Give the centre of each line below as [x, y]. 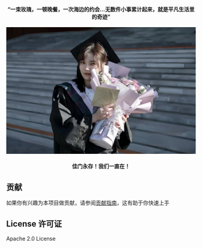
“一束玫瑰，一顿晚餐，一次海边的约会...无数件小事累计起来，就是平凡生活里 [101, 9]
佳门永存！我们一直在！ [101, 167]
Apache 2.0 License [31, 239]
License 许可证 [34, 224]
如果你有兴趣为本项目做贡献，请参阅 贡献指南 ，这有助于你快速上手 [88, 203]
